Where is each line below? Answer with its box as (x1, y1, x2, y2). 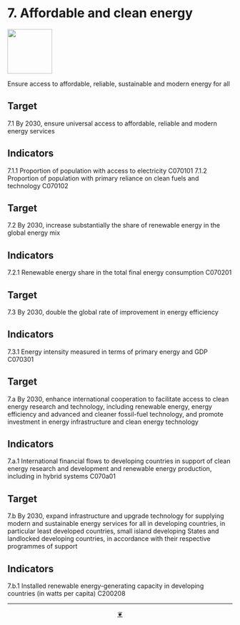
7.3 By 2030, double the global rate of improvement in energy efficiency (7, 308, 219, 316)
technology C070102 (7, 181, 69, 190)
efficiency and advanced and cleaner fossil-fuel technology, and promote (7, 410, 224, 418)
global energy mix (7, 228, 61, 237)
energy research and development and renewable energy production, (7, 464, 212, 473)
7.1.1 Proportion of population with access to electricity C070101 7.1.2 (7, 166, 207, 175)
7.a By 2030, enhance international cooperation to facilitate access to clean (7, 395, 229, 403)
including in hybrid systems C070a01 (7, 472, 116, 481)
